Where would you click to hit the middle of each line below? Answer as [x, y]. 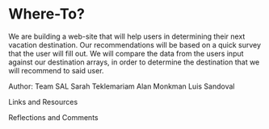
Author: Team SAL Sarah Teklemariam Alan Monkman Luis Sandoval [122, 86]
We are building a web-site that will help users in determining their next [127, 36]
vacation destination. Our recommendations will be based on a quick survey [134, 44]
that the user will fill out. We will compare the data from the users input [126, 53]
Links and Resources [43, 102]
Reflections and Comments [53, 117]
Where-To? [46, 14]
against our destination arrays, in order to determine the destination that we [134, 62]
